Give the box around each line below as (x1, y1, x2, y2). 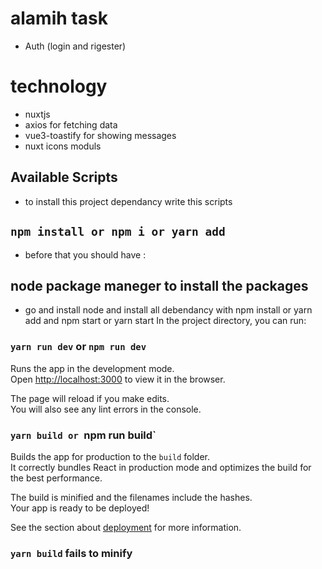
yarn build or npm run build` (10, 428, 157, 442)
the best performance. (10, 472, 103, 484)
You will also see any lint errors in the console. (10, 403, 202, 415)
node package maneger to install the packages (10, 277, 309, 294)
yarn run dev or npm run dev (10, 340, 147, 354)
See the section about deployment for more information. (10, 521, 242, 533)
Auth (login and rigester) (24, 40, 127, 52)
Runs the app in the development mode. (10, 362, 175, 374)
